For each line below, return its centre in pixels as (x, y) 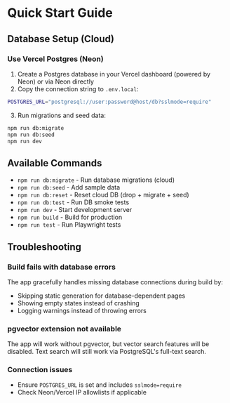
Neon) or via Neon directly (56, 81)
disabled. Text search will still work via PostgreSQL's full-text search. (107, 352)
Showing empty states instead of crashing (79, 303)
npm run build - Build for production (70, 217)
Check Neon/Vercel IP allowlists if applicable (82, 392)
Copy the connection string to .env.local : (78, 88)
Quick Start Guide (60, 13)
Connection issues (40, 370)
